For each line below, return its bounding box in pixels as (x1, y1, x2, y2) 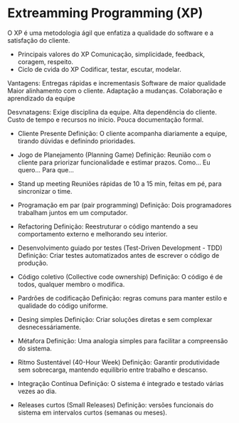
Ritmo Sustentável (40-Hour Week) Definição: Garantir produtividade (17, 357, 221, 366)
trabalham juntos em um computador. (17, 208, 128, 216)
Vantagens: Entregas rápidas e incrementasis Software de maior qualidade (7, 78, 226, 87)
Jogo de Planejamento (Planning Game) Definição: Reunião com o (17, 150, 211, 159)
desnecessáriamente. (17, 323, 82, 331)
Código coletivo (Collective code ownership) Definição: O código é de (17, 272, 223, 281)
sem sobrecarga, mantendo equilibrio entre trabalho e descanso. (17, 365, 208, 374)
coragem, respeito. (17, 57, 73, 66)
